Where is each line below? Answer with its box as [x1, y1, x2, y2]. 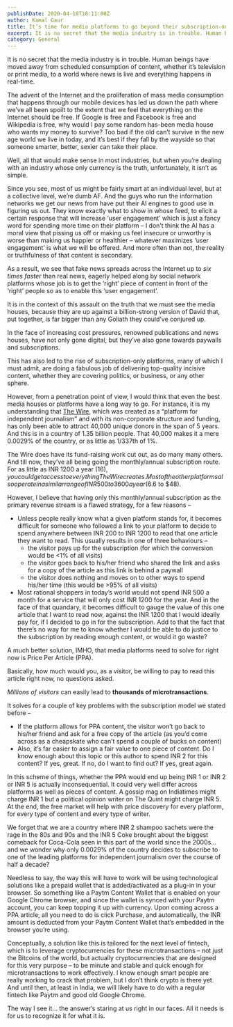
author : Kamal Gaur [7, 17, 64, 24]
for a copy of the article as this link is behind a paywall [27, 566, 184, 574]
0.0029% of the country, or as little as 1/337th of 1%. [7, 437, 158, 446]
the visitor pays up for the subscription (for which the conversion [27, 544, 214, 552]
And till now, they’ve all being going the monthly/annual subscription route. [7, 457, 221, 467]
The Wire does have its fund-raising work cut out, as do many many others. [7, 450, 223, 459]
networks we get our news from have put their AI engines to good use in [7, 199, 214, 207]
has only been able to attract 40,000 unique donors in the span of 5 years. [7, 422, 220, 430]
